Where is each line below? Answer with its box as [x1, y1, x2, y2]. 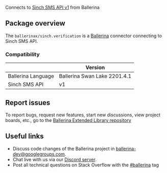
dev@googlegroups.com [12, 151, 65, 157]
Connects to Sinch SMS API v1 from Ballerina [5, 5, 100, 10]
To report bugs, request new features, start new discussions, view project [5, 112, 161, 118]
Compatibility [5, 51, 40, 58]
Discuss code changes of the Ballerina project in [12, 145, 115, 152]
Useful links [5, 132, 44, 141]
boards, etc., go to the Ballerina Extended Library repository [5, 117, 131, 123]
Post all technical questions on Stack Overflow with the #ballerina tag [12, 162, 159, 168]
